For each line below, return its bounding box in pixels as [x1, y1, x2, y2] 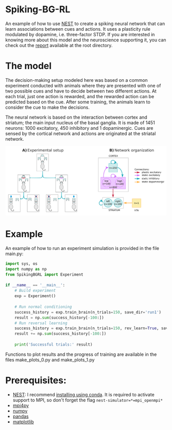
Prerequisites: [5, 375, 67, 387]
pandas [12, 413, 29, 419]
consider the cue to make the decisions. [5, 104, 90, 110]
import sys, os [5, 261, 38, 266]
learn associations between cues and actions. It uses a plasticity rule [5, 26, 150, 32]
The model [5, 60, 52, 72]
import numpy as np [5, 266, 47, 271]
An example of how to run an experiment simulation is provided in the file [5, 245, 160, 251]
